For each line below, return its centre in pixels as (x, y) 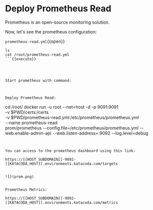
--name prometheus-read (31, 122)
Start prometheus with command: (38, 80)
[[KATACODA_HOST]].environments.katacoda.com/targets (62, 164)
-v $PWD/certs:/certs (27, 112)
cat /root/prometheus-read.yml (37, 55)
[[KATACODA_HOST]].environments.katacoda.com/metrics (62, 203)
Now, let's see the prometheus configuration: (51, 32)
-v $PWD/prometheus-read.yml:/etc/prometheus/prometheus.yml (72, 117)
